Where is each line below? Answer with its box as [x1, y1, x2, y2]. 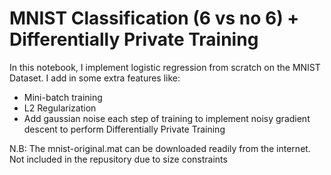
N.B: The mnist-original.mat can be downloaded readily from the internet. [9, 142, 311, 154]
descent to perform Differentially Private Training [23, 123, 226, 135]
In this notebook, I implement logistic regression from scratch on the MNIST [9, 61, 321, 73]
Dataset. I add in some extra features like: [9, 72, 181, 84]
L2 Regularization [23, 102, 97, 114]
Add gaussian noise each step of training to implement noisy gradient [23, 112, 311, 124]
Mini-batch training [23, 91, 103, 103]
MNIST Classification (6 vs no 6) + [9, 7, 300, 30]
